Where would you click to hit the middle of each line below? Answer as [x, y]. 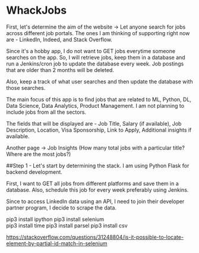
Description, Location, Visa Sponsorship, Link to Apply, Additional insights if [99, 130]
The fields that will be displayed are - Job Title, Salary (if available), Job [94, 123]
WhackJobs [37, 10]
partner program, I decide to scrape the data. [61, 207]
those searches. [26, 88]
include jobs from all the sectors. [46, 112]
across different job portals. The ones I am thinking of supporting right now [98, 33]
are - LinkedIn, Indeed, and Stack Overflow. [59, 39]
